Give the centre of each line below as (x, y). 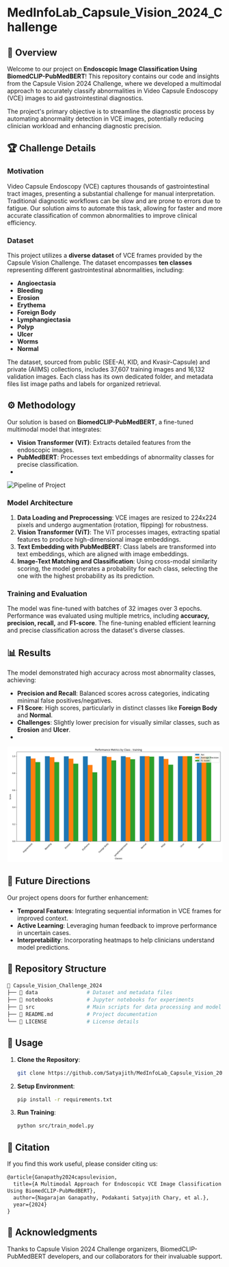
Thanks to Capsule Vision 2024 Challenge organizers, (83, 1248)
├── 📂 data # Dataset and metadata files (90, 993)
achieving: (22, 680)
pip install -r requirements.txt (65, 1099)
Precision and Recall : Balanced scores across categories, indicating (113, 693)
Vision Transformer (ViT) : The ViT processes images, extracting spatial (118, 532)
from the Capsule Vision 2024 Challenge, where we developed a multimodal (114, 83)
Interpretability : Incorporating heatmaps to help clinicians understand (116, 940)
